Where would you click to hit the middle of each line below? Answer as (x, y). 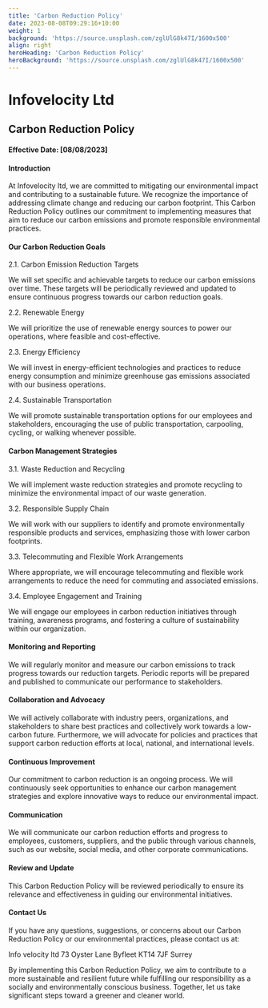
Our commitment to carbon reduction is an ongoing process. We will (121, 779)
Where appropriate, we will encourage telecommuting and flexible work (126, 572)
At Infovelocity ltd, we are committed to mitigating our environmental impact (133, 186)
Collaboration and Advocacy (57, 700)
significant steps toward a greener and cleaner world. (97, 995)
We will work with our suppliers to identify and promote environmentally (127, 524)
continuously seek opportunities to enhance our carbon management (122, 788)
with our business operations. (57, 384)
